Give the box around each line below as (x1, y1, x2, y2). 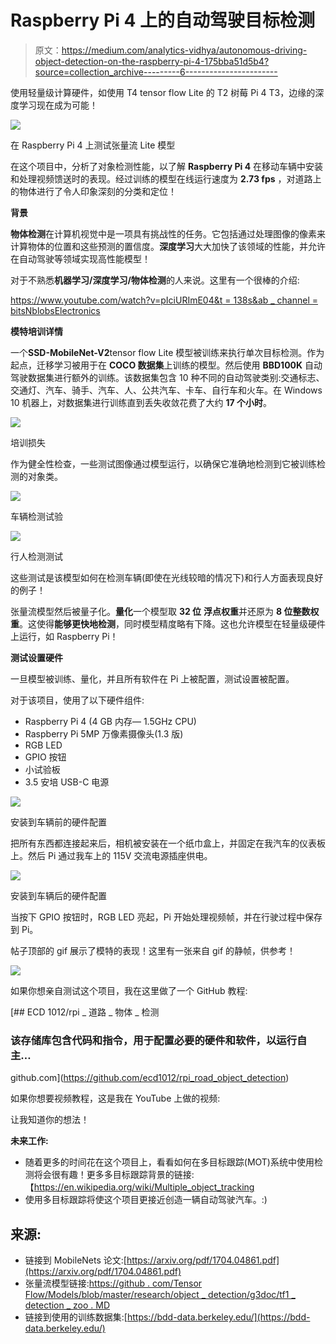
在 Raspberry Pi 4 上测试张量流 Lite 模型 (10, 139, 176, 151)
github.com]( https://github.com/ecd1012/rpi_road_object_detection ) (10, 1072, 290, 1084)
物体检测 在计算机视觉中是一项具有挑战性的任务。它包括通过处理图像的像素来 (10, 227, 326, 240)
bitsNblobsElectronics (10, 304, 101, 316)
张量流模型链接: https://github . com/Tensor (24, 1277, 203, 1290)
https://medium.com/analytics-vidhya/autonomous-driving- (61, 44, 308, 56)
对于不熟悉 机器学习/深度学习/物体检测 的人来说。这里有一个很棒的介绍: (10, 274, 300, 286)
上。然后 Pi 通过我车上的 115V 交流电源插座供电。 (10, 849, 213, 861)
